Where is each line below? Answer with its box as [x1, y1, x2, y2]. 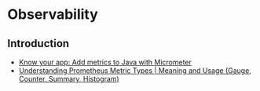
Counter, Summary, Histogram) [18, 75, 119, 83]
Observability [7, 5, 99, 24]
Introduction [7, 37, 70, 50]
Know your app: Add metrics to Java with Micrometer [18, 57, 192, 67]
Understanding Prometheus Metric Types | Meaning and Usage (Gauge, [18, 66, 252, 75]
